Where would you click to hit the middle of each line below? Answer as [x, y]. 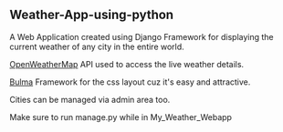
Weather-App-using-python [92, 15]
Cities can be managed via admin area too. [90, 99]
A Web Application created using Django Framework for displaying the [141, 36]
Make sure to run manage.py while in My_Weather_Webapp [121, 117]
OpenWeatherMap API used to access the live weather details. [127, 64]
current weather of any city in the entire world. [97, 46]
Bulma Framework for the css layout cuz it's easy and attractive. [130, 82]
